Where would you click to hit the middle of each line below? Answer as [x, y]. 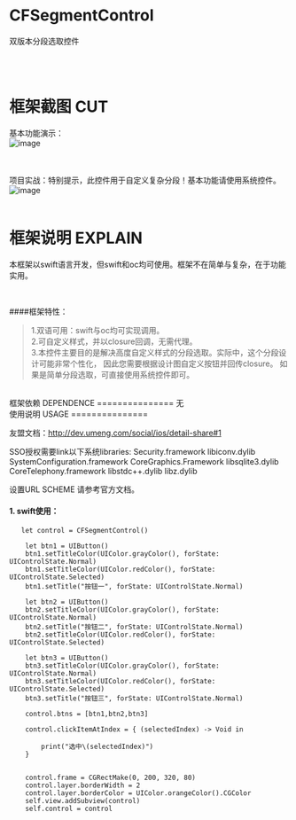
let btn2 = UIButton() [67, 602]
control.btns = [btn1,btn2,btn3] [87, 715]
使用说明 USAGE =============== [79, 414]
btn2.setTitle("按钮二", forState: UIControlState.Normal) [134, 627]
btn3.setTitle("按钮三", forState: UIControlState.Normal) [134, 699]
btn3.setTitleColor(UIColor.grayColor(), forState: [122, 666]
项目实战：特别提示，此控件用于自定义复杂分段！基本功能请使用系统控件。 [145, 180]
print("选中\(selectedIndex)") [97, 747]
